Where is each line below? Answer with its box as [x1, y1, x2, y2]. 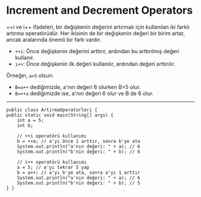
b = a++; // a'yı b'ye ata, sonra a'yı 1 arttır [17, 170, 141, 176]
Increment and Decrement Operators [6, 4, 193, 17]
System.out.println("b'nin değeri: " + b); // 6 [17, 149, 141, 155]
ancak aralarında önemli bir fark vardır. [6, 36, 102, 43]
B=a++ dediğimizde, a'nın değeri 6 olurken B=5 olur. [14, 83, 141, 90]
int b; [17, 122, 33, 128]
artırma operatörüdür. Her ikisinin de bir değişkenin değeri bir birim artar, [6, 29, 185, 36]
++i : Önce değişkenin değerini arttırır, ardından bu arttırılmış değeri [14, 47, 179, 54]
